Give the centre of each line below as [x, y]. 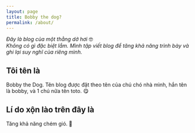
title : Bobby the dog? [34, 17]
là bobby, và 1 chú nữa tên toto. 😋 [47, 91]
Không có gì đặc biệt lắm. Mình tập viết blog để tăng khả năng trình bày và [98, 46]
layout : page [22, 11]
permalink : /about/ [30, 22]
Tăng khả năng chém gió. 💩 [39, 124]
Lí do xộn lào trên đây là [50, 109]
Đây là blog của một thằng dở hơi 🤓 [49, 39]
